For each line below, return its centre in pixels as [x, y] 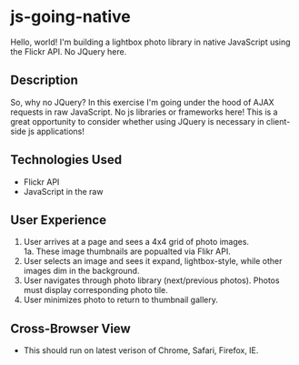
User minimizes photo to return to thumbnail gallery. [121, 300]
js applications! [56, 131]
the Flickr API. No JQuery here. [69, 51]
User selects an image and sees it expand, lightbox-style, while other [153, 261]
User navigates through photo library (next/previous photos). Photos [151, 280]
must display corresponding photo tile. [96, 290]
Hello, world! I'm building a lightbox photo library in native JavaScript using [150, 42]
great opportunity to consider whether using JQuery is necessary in [137, 121]
